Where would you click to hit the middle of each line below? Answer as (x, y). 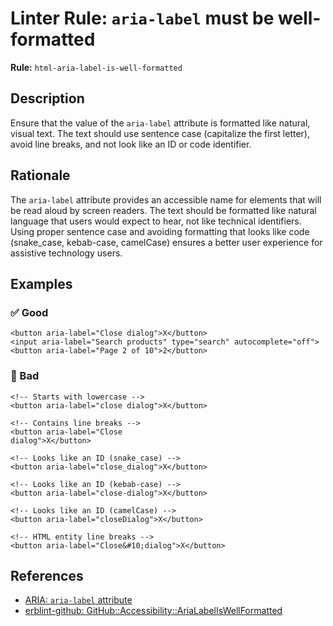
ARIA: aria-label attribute (78, 600)
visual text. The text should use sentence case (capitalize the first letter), (160, 133)
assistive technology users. (66, 253)
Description (47, 98)
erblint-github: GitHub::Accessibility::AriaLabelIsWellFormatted (153, 611)
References (47, 575)
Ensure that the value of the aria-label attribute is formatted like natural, (160, 123)
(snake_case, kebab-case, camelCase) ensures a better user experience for (166, 242)
